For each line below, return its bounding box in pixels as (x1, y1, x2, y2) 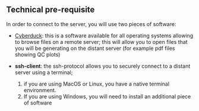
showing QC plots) (14, 50, 61, 58)
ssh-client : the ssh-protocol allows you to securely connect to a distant (14, 62, 191, 69)
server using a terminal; (14, 68, 73, 76)
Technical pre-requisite (6, 5, 95, 15)
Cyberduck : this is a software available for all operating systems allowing (14, 32, 194, 39)
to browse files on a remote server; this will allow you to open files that (14, 38, 188, 45)
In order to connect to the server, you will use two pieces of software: (6, 20, 176, 27)
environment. (23, 86, 56, 94)
